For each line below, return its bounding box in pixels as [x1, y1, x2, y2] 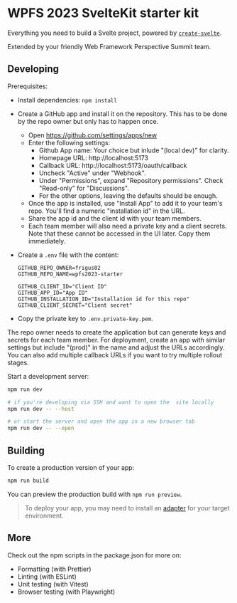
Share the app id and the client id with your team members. [28, 214, 202, 222]
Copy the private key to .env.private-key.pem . [17, 314, 154, 323]
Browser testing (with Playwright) [17, 587, 116, 596]
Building [7, 444, 45, 456]
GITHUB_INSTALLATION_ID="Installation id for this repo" [17, 295, 190, 303]
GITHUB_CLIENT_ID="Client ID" [17, 283, 108, 290]
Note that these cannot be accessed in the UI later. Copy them [28, 229, 211, 238]
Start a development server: [7, 372, 89, 380]
